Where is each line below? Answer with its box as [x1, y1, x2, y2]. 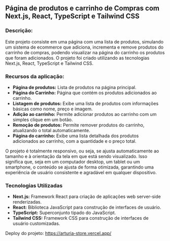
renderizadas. [12, 199, 42, 205]
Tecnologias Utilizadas [5, 182, 63, 189]
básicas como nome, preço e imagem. [12, 106, 93, 112]
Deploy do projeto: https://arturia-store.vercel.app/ [5, 230, 112, 236]
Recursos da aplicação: [5, 73, 64, 80]
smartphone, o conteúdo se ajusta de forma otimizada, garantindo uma [5, 164, 154, 170]
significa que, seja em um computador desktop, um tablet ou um [5, 158, 141, 165]
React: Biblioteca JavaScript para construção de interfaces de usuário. [12, 205, 161, 211]
